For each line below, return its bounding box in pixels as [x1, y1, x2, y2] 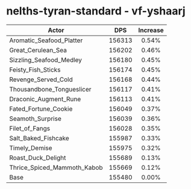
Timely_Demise [9, 143, 52, 152]
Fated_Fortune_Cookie [9, 104, 73, 113]
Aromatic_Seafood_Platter [9, 36, 83, 45]
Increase [138, 26, 164, 34]
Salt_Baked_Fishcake [9, 134, 69, 142]
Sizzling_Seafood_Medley [9, 55, 83, 64]
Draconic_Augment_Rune [9, 94, 81, 103]
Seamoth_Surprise [9, 114, 61, 123]
